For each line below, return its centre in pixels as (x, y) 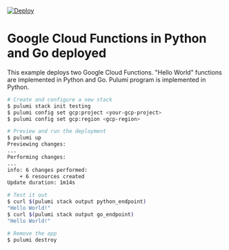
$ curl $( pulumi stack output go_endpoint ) (71, 214)
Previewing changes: (37, 144)
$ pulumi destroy (32, 240)
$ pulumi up (24, 138)
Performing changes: (37, 157)
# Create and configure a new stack (60, 99)
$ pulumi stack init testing (49, 106)
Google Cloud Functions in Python (107, 39)
